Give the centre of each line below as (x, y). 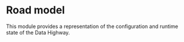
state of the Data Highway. (38, 32)
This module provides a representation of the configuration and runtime (92, 26)
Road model (36, 10)
